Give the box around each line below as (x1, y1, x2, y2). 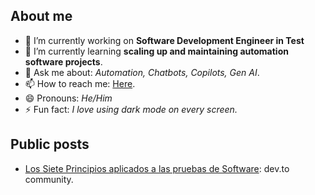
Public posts (10, 136, 90, 153)
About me (10, 8, 73, 25)
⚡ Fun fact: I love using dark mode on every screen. (24, 103, 238, 115)
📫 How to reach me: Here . (24, 77, 136, 89)
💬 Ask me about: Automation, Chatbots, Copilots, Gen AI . (24, 66, 260, 78)
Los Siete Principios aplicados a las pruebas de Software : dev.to (24, 162, 290, 174)
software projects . (24, 55, 103, 68)
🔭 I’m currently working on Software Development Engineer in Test (24, 34, 305, 46)
